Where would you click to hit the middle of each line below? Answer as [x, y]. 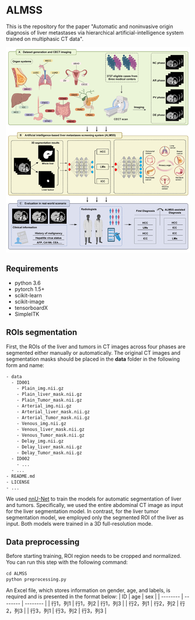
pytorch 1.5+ [29, 289]
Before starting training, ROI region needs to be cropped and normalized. [94, 556]
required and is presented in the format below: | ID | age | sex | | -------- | [95, 597]
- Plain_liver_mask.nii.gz [49, 394]
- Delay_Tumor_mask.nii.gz [49, 453]
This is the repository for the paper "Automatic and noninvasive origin [90, 26]
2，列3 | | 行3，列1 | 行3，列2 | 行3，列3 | [56, 611]
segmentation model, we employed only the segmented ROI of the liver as [95, 517]
